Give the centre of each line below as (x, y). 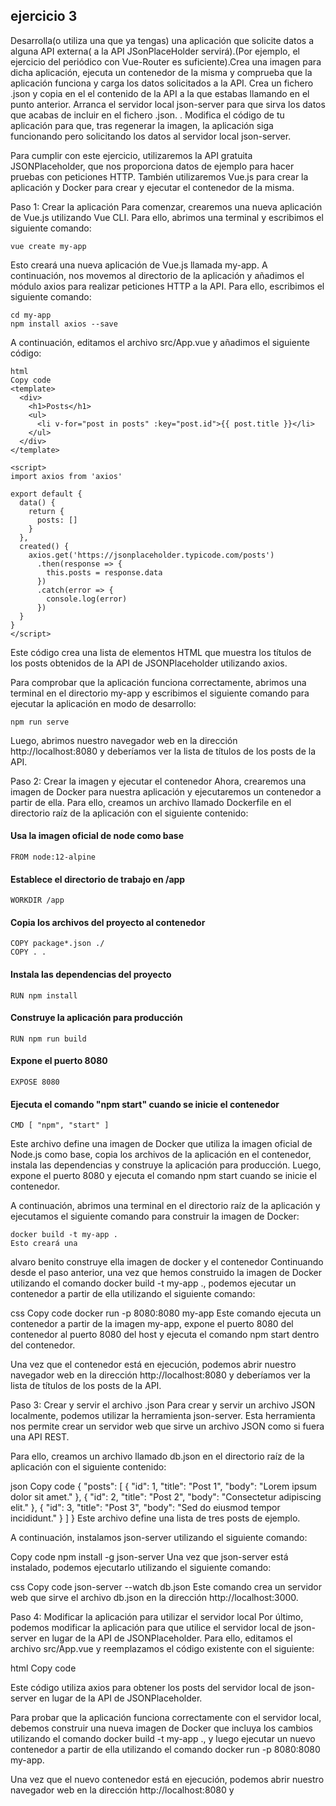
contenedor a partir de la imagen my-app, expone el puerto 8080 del (152, 1324)
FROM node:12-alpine (53, 857)
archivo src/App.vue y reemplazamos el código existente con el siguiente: (162, 1649)
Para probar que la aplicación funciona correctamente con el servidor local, (166, 1718)
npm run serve (40, 722)
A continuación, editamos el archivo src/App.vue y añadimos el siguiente (160, 342)
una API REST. (40, 1437)
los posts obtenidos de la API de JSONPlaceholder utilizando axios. (149, 663)
